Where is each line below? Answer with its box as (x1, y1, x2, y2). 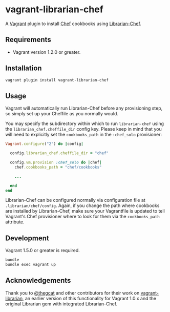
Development (5, 234, 50, 242)
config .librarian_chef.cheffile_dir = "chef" (10, 151, 109, 156)
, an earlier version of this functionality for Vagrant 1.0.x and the (22, 295, 157, 301)
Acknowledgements (5, 276, 71, 285)
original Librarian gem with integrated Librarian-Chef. (5, 301, 118, 307)
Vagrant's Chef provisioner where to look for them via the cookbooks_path (5, 214, 160, 220)
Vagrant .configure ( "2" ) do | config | (5, 141, 83, 147)
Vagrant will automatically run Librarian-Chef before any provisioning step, (5, 105, 163, 111)
